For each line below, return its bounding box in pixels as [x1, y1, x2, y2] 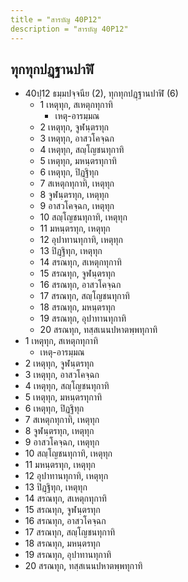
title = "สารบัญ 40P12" [10, 14, 102, 25]
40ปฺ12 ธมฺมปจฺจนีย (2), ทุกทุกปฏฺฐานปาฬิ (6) [24, 87, 179, 100]
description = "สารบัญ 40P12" [10, 24, 129, 34]
